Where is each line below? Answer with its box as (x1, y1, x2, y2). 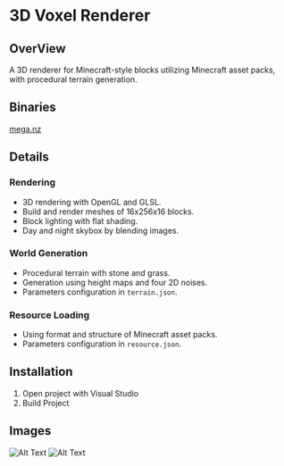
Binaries (9, 100, 56, 115)
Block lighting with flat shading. (21, 215, 138, 226)
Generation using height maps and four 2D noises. (21, 277, 208, 287)
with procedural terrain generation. (9, 74, 138, 85)
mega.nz (9, 123, 42, 134)
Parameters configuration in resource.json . (21, 338, 181, 349)
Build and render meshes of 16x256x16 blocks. (21, 206, 195, 217)
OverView (9, 41, 66, 56)
